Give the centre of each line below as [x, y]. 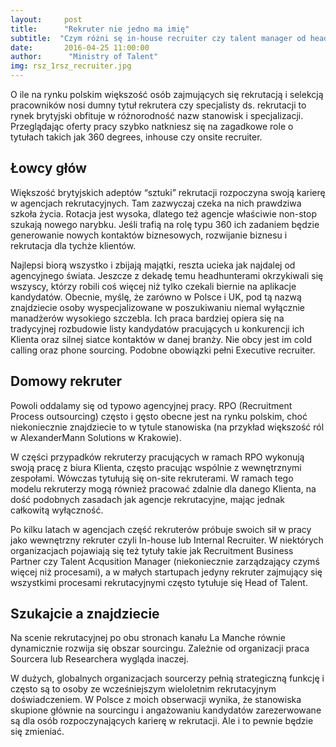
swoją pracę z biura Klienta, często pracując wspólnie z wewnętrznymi [156, 467]
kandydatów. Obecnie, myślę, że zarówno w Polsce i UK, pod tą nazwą [156, 297]
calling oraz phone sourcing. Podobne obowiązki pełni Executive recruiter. [163, 350]
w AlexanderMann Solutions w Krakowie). [96, 437]
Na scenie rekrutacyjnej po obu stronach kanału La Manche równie [148, 638]
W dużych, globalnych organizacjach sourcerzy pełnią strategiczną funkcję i [167, 678]
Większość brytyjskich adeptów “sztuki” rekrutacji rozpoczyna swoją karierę [168, 192]
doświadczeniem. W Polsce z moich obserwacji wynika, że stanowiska [156, 700]
